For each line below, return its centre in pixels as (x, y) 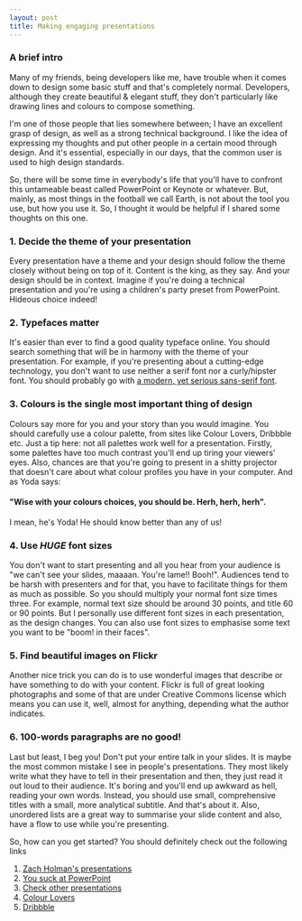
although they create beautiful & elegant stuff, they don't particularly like (144, 97)
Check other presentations (72, 888)
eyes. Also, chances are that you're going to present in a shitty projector (143, 462)
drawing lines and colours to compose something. (102, 106)
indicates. (27, 713)
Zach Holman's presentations (77, 869)
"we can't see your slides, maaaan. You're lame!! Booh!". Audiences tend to (149, 575)
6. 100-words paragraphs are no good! (96, 737)
